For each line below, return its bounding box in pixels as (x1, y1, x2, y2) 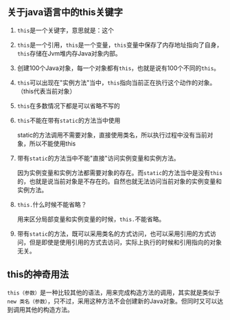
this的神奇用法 (7, 268, 69, 280)
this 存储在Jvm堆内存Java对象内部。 (16, 49, 122, 57)
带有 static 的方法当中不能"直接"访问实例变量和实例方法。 (16, 154, 180, 162)
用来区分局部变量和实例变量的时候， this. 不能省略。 (16, 215, 165, 223)
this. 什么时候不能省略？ (16, 200, 87, 208)
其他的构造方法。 (25, 305, 73, 314)
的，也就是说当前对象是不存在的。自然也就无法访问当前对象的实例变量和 (16, 177, 222, 185)
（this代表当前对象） (16, 87, 76, 95)
